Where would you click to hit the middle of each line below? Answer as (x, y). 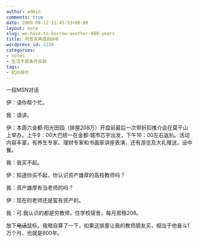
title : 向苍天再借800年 (33, 39)
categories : (21, 50)
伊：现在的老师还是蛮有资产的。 (45, 200)
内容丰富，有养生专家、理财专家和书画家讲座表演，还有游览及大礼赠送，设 (97, 142)
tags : (13, 67)
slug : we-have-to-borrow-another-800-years (61, 34)
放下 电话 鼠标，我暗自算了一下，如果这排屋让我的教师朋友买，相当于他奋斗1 (98, 225)
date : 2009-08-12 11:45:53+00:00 (47, 23)
